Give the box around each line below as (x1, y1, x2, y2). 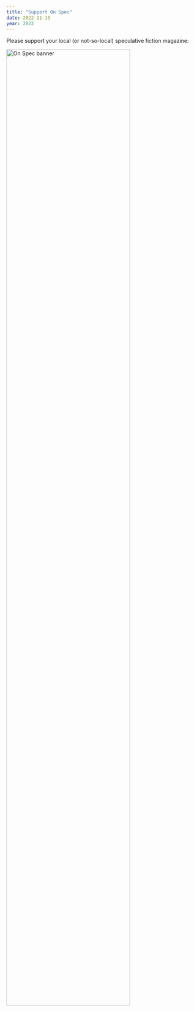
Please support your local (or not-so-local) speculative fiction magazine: (6, 37, 189, 45)
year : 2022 (6, 20, 34, 26)
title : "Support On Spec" (6, 9, 72, 15)
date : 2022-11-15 (6, 15, 51, 21)
